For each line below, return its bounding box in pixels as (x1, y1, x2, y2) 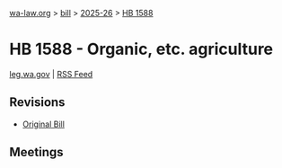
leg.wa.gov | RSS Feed (9, 68, 93, 79)
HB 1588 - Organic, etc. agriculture (9, 40, 274, 59)
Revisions (9, 94, 66, 111)
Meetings (9, 145, 65, 160)
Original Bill (22, 119, 66, 129)
